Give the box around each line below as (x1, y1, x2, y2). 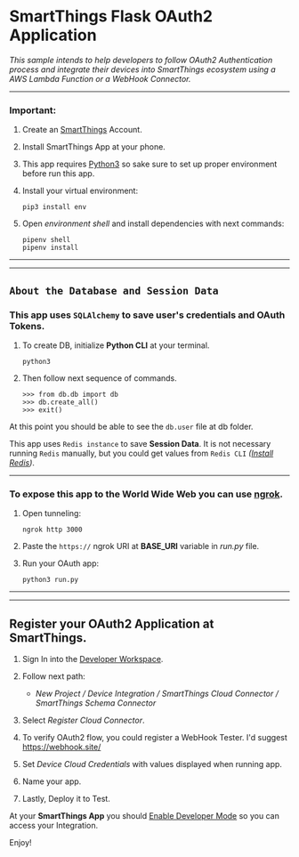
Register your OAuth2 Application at (9, 616, 214, 631)
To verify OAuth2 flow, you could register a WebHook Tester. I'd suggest (21, 732, 287, 743)
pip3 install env (21, 203, 87, 212)
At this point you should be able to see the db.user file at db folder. (9, 421, 254, 432)
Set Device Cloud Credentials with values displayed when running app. (21, 759, 283, 770)
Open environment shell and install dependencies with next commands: (21, 218, 285, 229)
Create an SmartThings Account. (21, 125, 142, 135)
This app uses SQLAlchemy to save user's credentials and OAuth (9, 309, 286, 321)
